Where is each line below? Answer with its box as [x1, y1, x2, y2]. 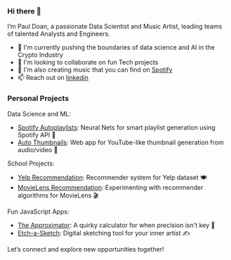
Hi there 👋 [7, 6, 42, 16]
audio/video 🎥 [17, 145, 58, 153]
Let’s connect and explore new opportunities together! [7, 245, 164, 253]
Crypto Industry [17, 50, 63, 59]
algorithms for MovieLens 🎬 [17, 191, 99, 199]
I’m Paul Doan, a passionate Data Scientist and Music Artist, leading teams [7, 22, 223, 31]
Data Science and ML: [7, 109, 72, 118]
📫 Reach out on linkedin [17, 74, 89, 82]
